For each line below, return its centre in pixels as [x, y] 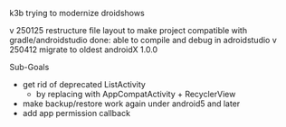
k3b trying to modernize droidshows [77, 13]
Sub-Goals [29, 67]
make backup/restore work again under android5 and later [131, 104]
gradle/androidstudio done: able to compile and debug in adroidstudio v [143, 40]
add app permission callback [76, 113]
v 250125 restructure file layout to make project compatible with [128, 30]
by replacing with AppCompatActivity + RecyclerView [136, 94]
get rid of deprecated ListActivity [84, 84]
